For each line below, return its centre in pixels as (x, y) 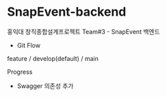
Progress (20, 72)
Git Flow (29, 45)
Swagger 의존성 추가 (45, 85)
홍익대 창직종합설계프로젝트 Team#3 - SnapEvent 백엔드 (83, 31)
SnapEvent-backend (67, 12)
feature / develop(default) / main (53, 58)
